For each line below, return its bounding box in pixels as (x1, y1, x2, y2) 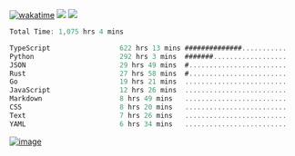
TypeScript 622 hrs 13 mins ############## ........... (9, 44, 287, 53)
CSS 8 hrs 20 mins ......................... (9, 102, 287, 112)
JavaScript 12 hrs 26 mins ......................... (9, 86, 287, 95)
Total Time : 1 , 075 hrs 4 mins (9, 27, 125, 36)
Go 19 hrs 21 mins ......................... (9, 77, 287, 86)
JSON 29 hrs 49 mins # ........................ (9, 60, 287, 70)
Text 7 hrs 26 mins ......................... (9, 111, 287, 120)
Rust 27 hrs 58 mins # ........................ (9, 69, 287, 78)
